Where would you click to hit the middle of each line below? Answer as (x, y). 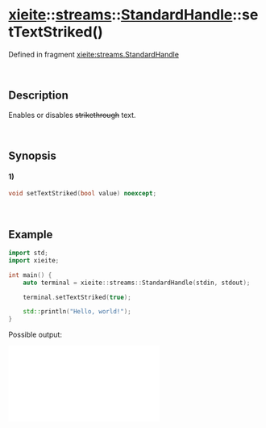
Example (31, 235)
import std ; (28, 253)
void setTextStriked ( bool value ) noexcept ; (83, 194)
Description (38, 96)
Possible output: (35, 335)
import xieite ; (34, 260)
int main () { (30, 275)
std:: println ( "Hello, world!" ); (77, 312)
